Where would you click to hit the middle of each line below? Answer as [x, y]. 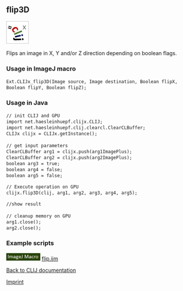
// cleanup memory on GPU [38, 216]
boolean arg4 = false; [34, 170]
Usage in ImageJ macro [41, 68]
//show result [24, 204]
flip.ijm [50, 258]
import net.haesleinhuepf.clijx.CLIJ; [54, 122]
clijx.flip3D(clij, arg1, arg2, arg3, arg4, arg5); [72, 193]
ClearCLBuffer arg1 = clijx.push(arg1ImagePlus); [69, 152]
